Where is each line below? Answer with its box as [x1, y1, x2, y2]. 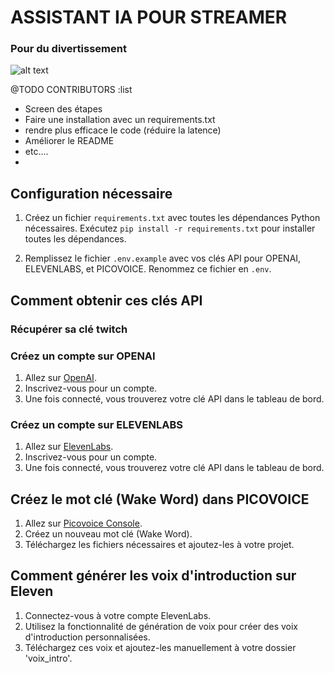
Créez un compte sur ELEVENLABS [10, 417, 183, 431]
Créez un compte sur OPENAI [10, 349, 156, 363]
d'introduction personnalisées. [24, 631, 151, 643]
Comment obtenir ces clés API [10, 292, 203, 309]
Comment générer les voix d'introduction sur [10, 567, 297, 585]
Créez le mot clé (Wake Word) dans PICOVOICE [10, 491, 310, 508]
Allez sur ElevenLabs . [24, 441, 114, 453]
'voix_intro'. [24, 652, 73, 664]
